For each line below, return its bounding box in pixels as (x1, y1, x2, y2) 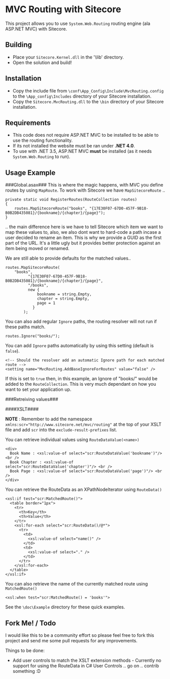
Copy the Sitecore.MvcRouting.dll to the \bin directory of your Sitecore (12, 98, 164, 105)
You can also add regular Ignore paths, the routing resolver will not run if (5, 319, 157, 325)
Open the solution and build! (12, 59, 72, 66)
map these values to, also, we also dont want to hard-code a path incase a (5, 229, 161, 235)
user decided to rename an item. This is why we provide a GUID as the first (5, 235, 162, 241)
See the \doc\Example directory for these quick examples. (5, 604, 125, 610)
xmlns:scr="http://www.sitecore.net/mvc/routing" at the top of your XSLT (5, 421, 162, 427)
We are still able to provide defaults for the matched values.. (5, 255, 131, 261)
